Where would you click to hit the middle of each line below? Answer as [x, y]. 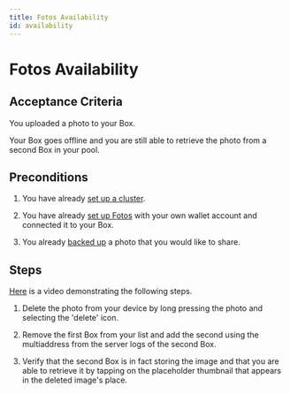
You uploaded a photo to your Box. [72, 123]
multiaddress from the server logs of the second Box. [119, 345]
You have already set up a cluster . [84, 199]
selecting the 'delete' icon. [70, 318]
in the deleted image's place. [75, 380]
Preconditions [49, 177]
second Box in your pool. [54, 149]
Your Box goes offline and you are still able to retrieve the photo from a [138, 140]
